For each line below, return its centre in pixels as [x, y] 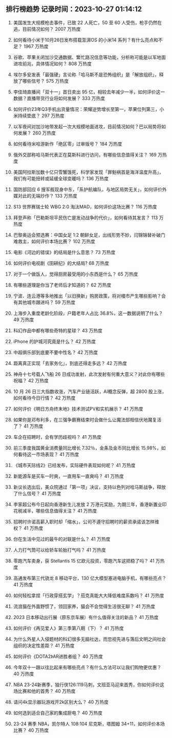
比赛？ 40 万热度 [31, 730]
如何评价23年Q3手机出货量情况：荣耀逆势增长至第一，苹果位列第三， [87, 109]
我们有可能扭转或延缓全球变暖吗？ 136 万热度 [61, 178]
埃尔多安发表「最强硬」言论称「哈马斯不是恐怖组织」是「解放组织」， [86, 74]
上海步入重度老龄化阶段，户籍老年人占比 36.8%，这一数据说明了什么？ [88, 313]
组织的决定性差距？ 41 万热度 [44, 645]
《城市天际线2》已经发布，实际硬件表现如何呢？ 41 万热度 [74, 465]
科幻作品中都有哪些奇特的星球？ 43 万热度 [58, 331]
